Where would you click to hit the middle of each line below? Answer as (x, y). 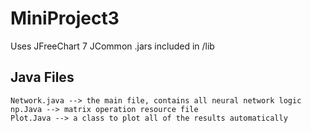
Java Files (42, 77)
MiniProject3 (65, 18)
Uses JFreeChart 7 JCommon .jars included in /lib (112, 46)
